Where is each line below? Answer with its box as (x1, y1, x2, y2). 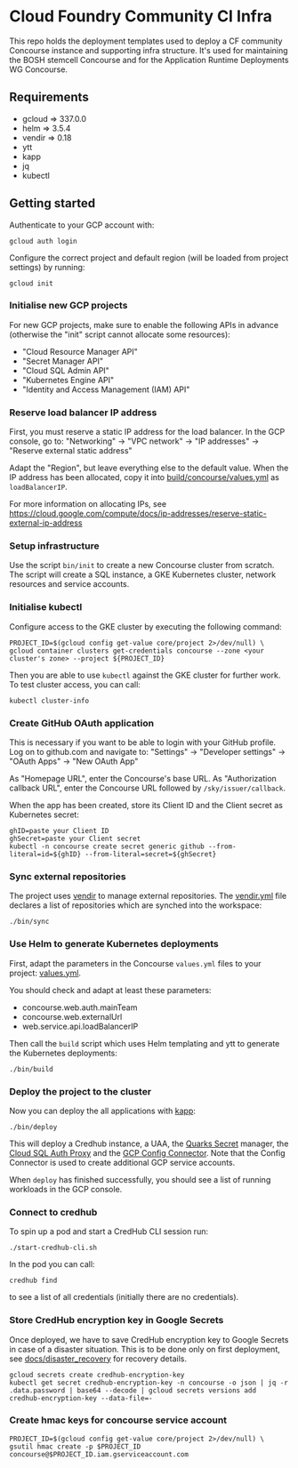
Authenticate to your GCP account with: (9, 220, 155, 230)
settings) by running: (9, 261, 85, 272)
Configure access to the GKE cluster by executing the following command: (9, 621, 282, 632)
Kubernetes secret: (9, 809, 80, 820)
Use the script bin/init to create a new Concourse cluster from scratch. (9, 560, 275, 571)
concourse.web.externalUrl (21, 1011, 123, 1022)
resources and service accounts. (9, 579, 130, 590)
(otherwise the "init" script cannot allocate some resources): (9, 329, 231, 340)
